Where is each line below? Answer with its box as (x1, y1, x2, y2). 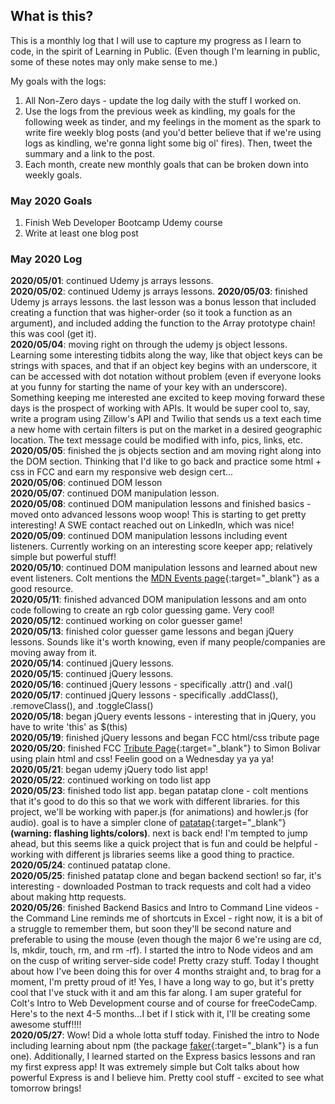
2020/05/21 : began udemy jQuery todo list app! (10, 764, 208, 776)
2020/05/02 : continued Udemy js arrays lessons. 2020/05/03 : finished (10, 285, 308, 298)
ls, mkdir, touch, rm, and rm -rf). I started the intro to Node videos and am (10, 944, 313, 956)
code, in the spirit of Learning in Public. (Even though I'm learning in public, (10, 45, 321, 57)
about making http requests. (10, 891, 127, 903)
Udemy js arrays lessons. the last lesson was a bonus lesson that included (10, 296, 317, 308)
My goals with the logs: (10, 75, 107, 87)
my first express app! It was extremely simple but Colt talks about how (10, 1061, 300, 1073)
